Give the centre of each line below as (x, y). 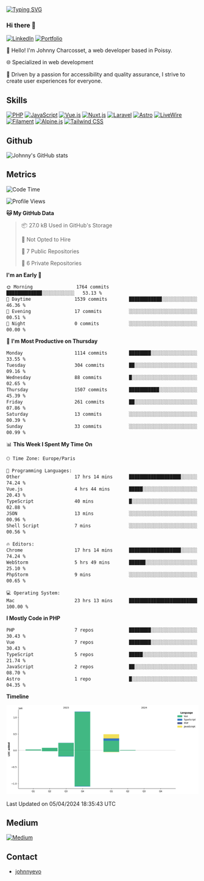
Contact (22, 857)
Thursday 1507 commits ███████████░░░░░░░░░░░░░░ (102, 389)
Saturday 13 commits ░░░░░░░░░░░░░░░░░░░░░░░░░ (102, 414)
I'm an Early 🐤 (24, 275)
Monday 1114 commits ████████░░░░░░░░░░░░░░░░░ (102, 353)
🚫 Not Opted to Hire (46, 239)
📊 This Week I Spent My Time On (49, 444)
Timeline (18, 696)
